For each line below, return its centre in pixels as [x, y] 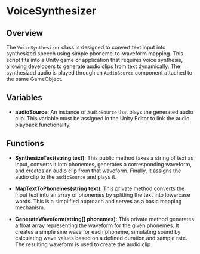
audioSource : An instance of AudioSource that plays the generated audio [104, 112]
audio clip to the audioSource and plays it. [66, 176]
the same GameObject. [34, 79]
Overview [25, 33]
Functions [25, 143]
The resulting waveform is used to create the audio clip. [83, 244]
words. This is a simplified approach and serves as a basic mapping [98, 201]
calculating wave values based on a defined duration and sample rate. [101, 238]
